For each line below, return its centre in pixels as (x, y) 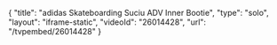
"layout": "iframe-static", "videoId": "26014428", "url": (107, 22)
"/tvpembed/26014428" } (55, 31)
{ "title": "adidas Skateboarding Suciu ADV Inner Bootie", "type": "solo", (139, 13)
